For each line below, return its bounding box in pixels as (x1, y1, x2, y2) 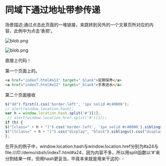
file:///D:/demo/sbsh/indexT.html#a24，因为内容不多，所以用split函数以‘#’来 (5, 149, 161, 155)
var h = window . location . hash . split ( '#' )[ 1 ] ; (5, 111, 100, 116)
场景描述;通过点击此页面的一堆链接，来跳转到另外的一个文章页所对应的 (5, 22, 150, 28)
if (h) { (5, 120, 23, 125)
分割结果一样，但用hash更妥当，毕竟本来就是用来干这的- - (5, 156, 124, 162)
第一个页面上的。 (5, 67, 40, 74)
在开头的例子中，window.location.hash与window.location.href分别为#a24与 (5, 143, 159, 149)
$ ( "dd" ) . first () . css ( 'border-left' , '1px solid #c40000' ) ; (5, 101, 129, 106)
